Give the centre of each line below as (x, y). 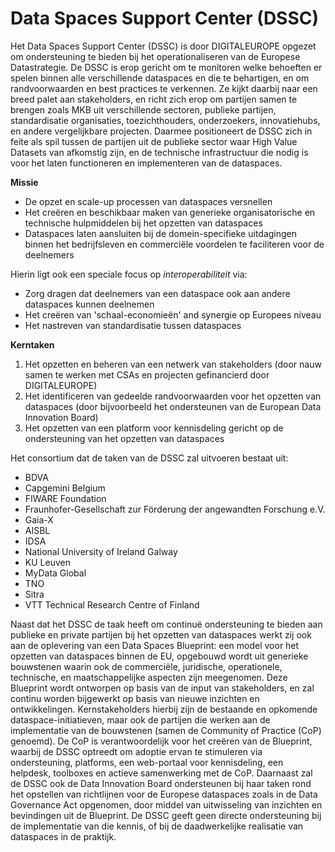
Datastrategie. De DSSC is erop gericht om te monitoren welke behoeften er (166, 67)
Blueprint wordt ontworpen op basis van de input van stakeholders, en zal (162, 688)
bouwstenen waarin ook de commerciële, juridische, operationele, (146, 666)
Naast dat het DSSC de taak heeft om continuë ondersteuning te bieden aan (166, 624)
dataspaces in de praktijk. (63, 836)
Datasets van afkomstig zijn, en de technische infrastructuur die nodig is (159, 152)
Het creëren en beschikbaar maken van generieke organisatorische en (170, 212)
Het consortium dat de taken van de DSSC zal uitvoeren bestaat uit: (149, 458)
